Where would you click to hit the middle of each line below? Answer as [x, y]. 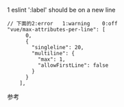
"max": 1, [52, 59]
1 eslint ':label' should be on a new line [61, 10]
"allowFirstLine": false [73, 65]
